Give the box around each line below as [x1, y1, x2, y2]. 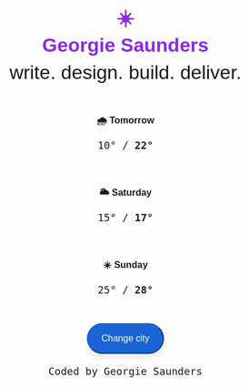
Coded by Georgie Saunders [48, 364, 203, 378]
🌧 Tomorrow [96, 114, 154, 126]
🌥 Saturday [98, 186, 153, 198]
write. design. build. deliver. [8, 61, 243, 84]
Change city [101, 332, 150, 343]
